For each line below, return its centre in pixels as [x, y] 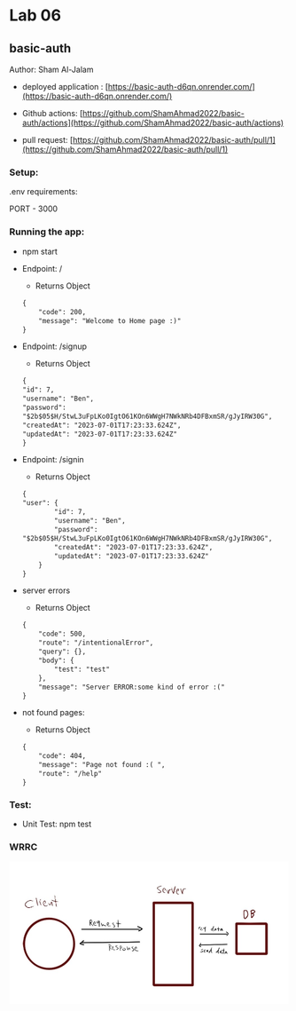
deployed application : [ [65, 87]
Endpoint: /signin [53, 459]
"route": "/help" [70, 773]
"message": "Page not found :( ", [102, 764]
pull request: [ [47, 140]
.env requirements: [43, 192]
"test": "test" [82, 669]
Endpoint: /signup [54, 346]
